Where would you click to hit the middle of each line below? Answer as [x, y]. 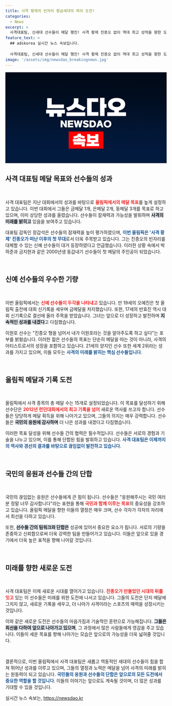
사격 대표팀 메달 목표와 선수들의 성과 [59, 179]
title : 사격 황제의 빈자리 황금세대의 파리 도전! [50, 11]
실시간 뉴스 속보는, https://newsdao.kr [44, 698]
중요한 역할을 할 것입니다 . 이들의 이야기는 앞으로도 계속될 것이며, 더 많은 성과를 [83, 681]
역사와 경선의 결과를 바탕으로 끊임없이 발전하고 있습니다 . [66, 446]
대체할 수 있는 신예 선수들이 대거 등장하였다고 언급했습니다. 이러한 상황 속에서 [82, 245]
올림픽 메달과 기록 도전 [39, 380]
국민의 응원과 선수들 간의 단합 [49, 473]
